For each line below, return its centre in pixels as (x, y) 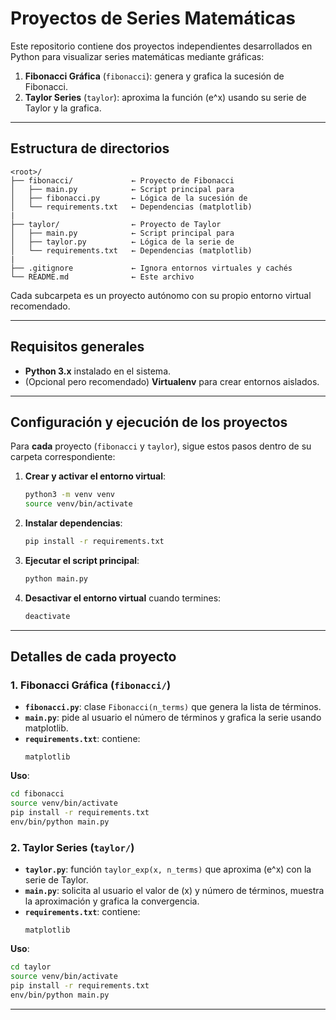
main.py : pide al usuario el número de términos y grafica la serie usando (173, 718)
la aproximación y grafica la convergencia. (112, 901)
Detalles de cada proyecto (93, 657)
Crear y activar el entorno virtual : (95, 476)
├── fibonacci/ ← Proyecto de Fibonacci (122, 180)
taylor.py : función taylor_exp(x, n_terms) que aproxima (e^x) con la (168, 869)
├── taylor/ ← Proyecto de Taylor (116, 224)
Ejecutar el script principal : (82, 560)
